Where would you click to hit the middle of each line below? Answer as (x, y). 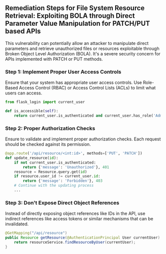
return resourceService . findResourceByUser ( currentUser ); (75, 242)
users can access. (24, 93)
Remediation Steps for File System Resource (75, 8)
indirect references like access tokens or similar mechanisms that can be (79, 219)
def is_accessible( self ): (32, 111)
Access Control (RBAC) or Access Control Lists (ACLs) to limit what (87, 88)
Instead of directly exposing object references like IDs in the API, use (75, 213)
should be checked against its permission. (48, 144)
